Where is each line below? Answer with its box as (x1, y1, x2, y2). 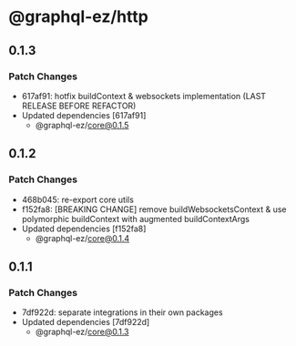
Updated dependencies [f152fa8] (21, 223, 147, 234)
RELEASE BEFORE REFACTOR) (21, 100, 137, 111)
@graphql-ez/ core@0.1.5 (35, 119, 129, 130)
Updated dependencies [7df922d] (21, 317, 150, 328)
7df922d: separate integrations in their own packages (21, 307, 224, 318)
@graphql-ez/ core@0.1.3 (35, 326, 129, 338)
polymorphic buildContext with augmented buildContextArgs (21, 213, 250, 224)
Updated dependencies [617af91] (21, 109, 147, 120)
